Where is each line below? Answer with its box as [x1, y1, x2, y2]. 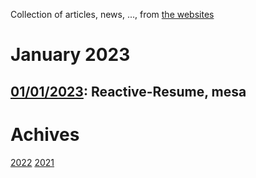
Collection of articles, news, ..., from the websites [10, 9, 215, 20]
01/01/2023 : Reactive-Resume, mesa [10, 83, 247, 100]
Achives [10, 123, 80, 146]
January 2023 [10, 44, 131, 66]
